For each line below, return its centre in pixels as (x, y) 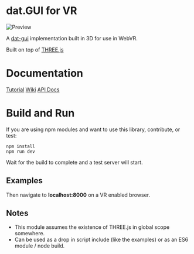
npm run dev (21, 151)
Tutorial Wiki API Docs (33, 90)
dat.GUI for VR (42, 11)
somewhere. (30, 234)
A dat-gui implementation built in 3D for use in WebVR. (72, 38)
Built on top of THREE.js (35, 49)
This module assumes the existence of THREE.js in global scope (92, 227)
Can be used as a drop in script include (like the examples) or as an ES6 (101, 240)
